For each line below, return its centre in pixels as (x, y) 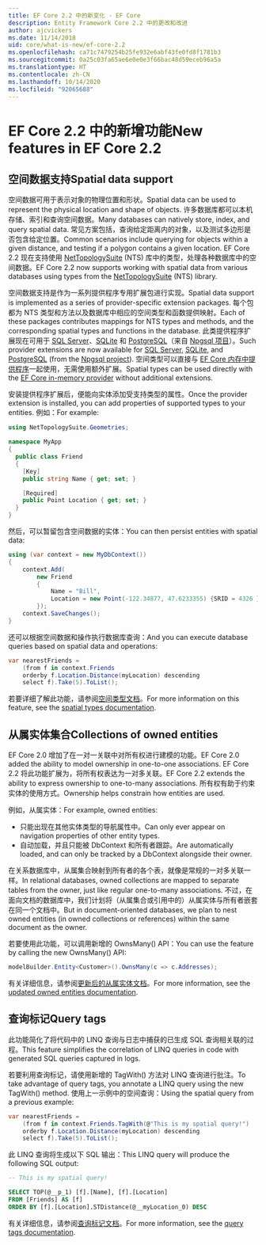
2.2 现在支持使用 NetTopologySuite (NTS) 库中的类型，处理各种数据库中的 (129, 257)
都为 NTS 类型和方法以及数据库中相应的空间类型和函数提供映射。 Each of (127, 313)
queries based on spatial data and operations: (83, 645)
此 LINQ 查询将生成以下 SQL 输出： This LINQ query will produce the (119, 1155)
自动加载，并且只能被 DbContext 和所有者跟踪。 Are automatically (126, 845)
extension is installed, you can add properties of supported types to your (127, 403)
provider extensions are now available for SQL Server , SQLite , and (116, 350)
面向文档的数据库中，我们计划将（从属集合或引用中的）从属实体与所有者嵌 (129, 900)
